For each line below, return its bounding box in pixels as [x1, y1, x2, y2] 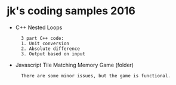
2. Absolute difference [21, 46, 80, 52]
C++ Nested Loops [15, 24, 63, 31]
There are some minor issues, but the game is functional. [21, 73, 171, 78]
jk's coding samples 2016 [7, 4, 136, 18]
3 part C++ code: [21, 35, 64, 41]
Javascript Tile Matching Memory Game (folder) [15, 61, 134, 68]
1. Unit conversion [21, 40, 69, 46]
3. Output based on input [21, 51, 85, 57]
